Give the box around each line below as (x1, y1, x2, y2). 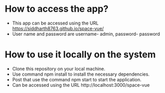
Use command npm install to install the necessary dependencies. (12, 71, 150, 77)
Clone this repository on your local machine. (12, 65, 106, 72)
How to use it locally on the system (5, 49, 156, 60)
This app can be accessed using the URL (12, 20, 99, 26)
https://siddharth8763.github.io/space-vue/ (12, 25, 104, 31)
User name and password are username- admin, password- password (12, 31, 160, 37)
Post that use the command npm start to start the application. (12, 76, 142, 82)
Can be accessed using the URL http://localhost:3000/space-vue (12, 82, 150, 88)
